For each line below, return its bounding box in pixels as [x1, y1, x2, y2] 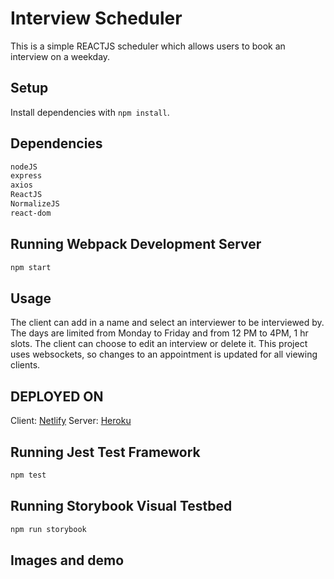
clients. [10, 359, 41, 371]
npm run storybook [10, 524, 87, 534]
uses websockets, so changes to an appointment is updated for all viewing [10, 348, 318, 361]
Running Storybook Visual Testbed [10, 498, 233, 515]
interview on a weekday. [10, 50, 111, 62]
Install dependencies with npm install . [10, 106, 170, 118]
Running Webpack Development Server [10, 236, 262, 253]
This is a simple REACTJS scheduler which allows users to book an [10, 40, 286, 52]
